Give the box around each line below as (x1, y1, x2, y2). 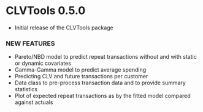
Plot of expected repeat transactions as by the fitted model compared (14, 92, 191, 100)
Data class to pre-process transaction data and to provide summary (14, 79, 186, 86)
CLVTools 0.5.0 (6, 4, 86, 18)
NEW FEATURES (6, 39, 55, 48)
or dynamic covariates (14, 59, 72, 67)
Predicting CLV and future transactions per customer (14, 73, 148, 80)
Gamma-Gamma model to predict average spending (14, 66, 147, 73)
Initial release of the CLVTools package (14, 24, 114, 31)
